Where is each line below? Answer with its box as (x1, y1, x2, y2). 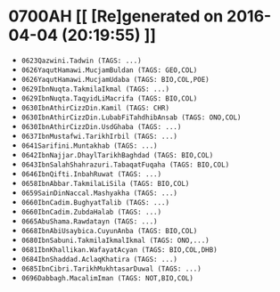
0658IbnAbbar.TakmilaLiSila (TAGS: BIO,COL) (21, 179, 190, 188)
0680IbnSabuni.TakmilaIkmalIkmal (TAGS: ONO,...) (21, 236, 210, 245)
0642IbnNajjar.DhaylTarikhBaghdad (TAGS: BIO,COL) (21, 150, 214, 159)
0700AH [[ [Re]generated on (8, 6, 224, 27)
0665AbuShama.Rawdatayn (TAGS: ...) (21, 216, 158, 226)
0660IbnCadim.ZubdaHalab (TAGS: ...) (21, 207, 162, 216)
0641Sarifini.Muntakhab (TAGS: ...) (21, 141, 158, 150)
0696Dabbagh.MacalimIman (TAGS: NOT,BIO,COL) (21, 273, 194, 282)
